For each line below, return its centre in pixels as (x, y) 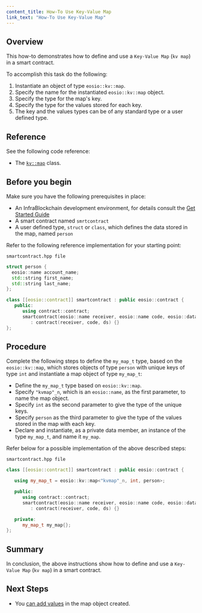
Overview (25, 42)
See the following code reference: (48, 152)
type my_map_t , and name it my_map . (58, 437)
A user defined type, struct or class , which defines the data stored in (101, 227)
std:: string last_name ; (41, 283)
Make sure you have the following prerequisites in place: (76, 196)
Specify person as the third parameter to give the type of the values (98, 417)
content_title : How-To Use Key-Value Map (59, 12)
